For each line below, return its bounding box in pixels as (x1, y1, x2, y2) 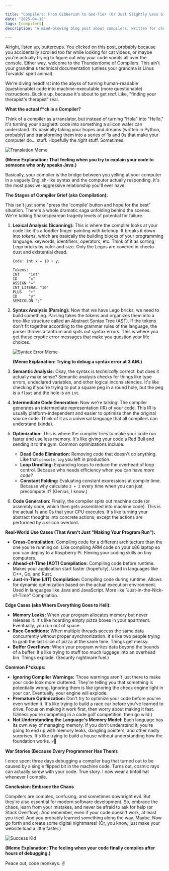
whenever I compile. (5, 774, 47, 780)
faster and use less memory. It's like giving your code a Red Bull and (12, 436, 154, 442)
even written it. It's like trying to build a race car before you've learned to (12, 701, 163, 707)
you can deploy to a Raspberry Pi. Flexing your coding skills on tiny (12, 550, 152, 556)
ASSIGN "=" (12, 281, 36, 286)
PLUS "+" (12, 289, 36, 295)
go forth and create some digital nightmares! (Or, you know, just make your (5, 820, 160, 826)
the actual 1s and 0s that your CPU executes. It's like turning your (12, 509, 148, 515)
